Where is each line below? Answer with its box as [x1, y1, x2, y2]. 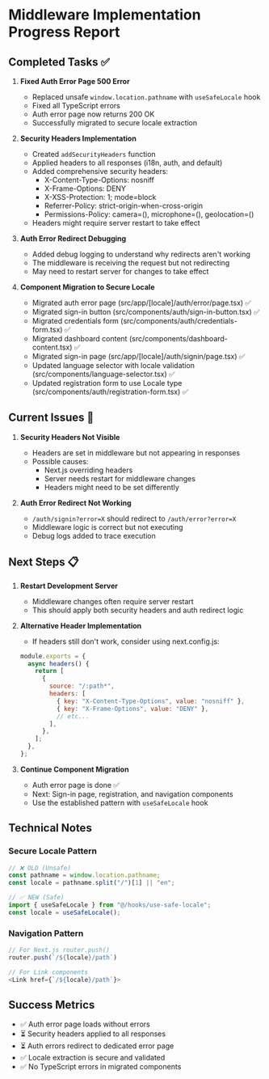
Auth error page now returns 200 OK [32, 109, 155, 119]
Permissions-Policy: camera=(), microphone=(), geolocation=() [44, 209, 254, 219]
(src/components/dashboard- [128, 334, 229, 343]
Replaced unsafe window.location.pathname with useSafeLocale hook [32, 92, 261, 102]
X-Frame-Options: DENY [44, 184, 127, 193]
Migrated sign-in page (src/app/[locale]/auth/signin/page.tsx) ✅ [32, 352, 246, 361]
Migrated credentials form [32, 316, 120, 325]
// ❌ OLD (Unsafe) [8, 864, 71, 872]
